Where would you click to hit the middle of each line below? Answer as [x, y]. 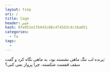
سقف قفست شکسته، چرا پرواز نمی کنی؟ [43, 64]
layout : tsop [18, 9]
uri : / [12, 14]
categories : [17, 32]
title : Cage [17, 18]
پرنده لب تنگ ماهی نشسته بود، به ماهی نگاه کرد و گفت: [55, 59]
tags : [10, 41]
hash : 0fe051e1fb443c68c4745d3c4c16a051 [47, 28]
